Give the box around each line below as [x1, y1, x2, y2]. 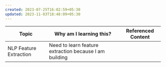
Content [130, 33, 150, 40]
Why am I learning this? [54, 30, 112, 37]
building [48, 54, 68, 61]
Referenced [125, 27, 154, 34]
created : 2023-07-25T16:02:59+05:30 [5, 7, 81, 12]
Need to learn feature [48, 42, 99, 48]
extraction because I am [48, 47, 105, 54]
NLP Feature [7, 45, 37, 51]
